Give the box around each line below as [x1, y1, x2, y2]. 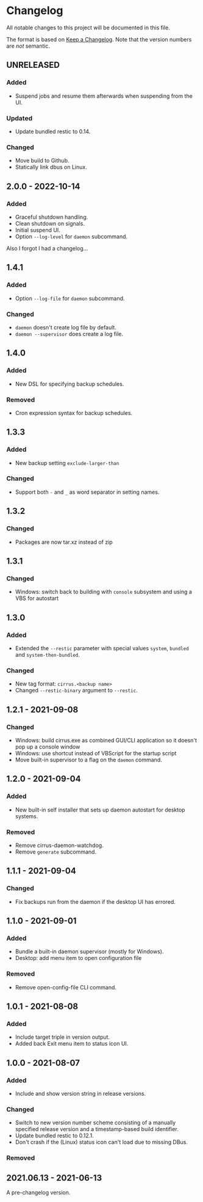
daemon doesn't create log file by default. [15, 323, 117, 331]
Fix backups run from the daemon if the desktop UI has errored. [15, 898, 176, 905]
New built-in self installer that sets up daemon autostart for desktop [15, 806, 185, 813]
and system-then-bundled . [15, 651, 80, 658]
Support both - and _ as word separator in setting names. [15, 488, 160, 496]
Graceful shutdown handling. [15, 213, 88, 221]
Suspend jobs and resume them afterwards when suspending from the [15, 92, 193, 100]
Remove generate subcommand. [15, 848, 96, 856]
